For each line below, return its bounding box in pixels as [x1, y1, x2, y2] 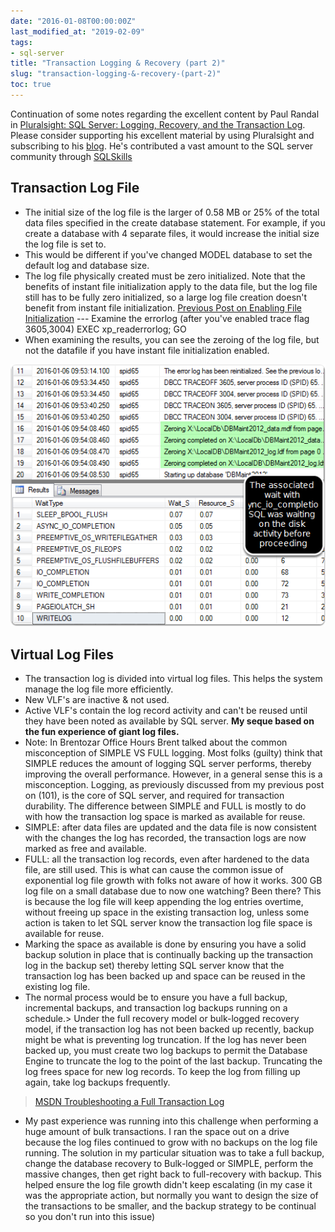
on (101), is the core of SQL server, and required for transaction [24, 790, 285, 801]
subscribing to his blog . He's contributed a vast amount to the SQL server [10, 140, 314, 152]
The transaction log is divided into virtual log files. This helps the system [24, 673, 323, 684]
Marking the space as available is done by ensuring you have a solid [24, 938, 307, 950]
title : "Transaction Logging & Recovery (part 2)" [10, 58, 226, 69]
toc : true [10, 80, 52, 90]
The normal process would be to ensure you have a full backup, [24, 991, 288, 1003]
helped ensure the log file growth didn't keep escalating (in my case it [24, 1179, 313, 1190]
